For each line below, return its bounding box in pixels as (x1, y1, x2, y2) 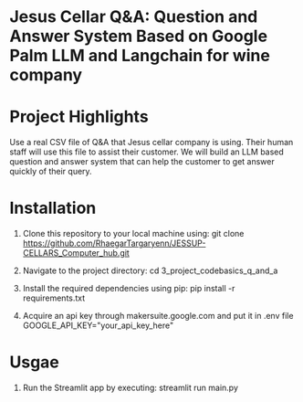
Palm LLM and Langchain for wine (9, 46, 271, 66)
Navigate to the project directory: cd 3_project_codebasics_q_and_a (22, 265, 278, 276)
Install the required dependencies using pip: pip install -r (22, 283, 235, 294)
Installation (9, 198, 97, 218)
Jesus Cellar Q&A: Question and (9, 6, 258, 27)
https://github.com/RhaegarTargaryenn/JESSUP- (22, 238, 206, 249)
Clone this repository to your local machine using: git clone (22, 228, 245, 239)
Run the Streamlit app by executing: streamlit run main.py (22, 382, 239, 393)
